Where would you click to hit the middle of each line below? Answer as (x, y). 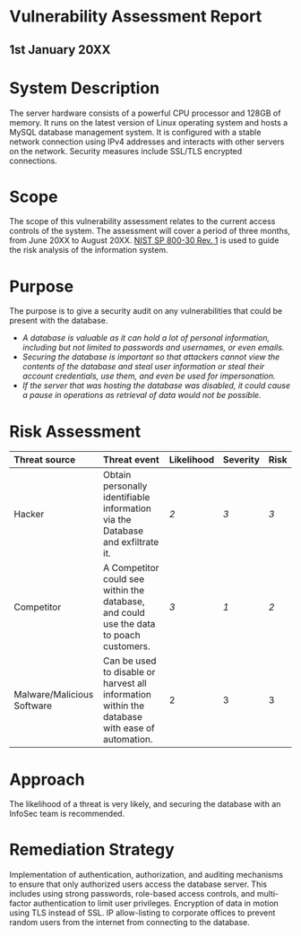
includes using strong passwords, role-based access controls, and (132, 894)
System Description (84, 88)
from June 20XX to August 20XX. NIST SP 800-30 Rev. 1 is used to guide (144, 240)
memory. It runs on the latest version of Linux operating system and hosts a (149, 122)
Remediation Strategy (92, 850)
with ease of (129, 728)
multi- (268, 894)
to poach (121, 636)
